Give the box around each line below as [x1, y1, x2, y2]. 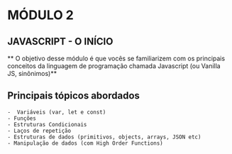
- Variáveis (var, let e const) [7, 109, 106, 116]
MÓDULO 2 [7, 7, 74, 23]
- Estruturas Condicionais [7, 121, 87, 128]
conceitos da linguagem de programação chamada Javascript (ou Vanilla [7, 62, 221, 70]
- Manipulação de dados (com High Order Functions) [7, 139, 163, 147]
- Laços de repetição [7, 127, 72, 134]
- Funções [7, 114, 37, 122]
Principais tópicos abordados [7, 89, 140, 102]
